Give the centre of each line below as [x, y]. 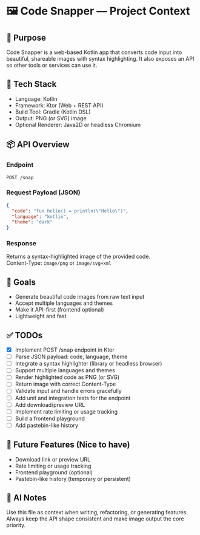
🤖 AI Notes [26, 498]
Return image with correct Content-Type [65, 384]
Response [21, 244]
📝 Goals [21, 282]
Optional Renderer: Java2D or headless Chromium [78, 124]
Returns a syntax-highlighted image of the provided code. [78, 257]
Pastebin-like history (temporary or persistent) [73, 479]
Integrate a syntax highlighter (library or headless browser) [88, 364]
